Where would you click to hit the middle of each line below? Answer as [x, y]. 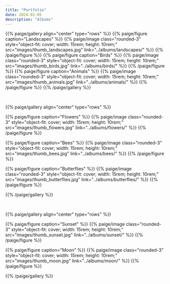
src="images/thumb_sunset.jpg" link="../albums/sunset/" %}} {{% [74, 235]
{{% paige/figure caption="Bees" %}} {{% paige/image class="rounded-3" [84, 143]
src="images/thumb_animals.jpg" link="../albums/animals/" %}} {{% [76, 82]
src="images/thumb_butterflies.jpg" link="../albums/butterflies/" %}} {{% [82, 180]
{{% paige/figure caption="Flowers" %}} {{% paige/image [66, 117]
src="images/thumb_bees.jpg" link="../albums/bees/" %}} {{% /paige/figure [85, 154]
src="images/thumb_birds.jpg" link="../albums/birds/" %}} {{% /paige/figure [85, 66]
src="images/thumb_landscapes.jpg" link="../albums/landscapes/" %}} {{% [84, 50]
